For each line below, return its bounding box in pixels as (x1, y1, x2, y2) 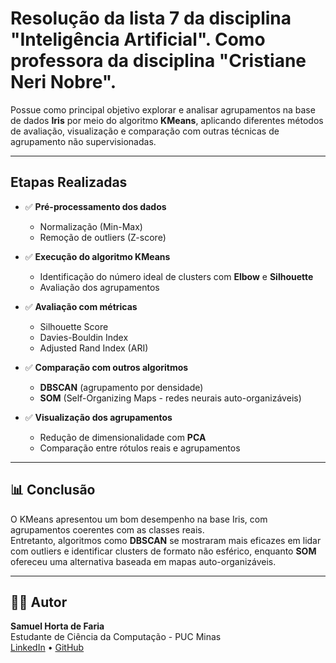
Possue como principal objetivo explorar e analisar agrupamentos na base (10, 103, 316, 116)
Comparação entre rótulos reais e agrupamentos (39, 442, 241, 454)
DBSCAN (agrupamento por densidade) (39, 381, 204, 393)
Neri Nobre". (10, 71, 117, 94)
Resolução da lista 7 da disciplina (10, 7, 292, 30)
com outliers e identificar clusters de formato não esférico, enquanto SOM (10, 545, 317, 557)
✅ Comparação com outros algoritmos (24, 361, 189, 373)
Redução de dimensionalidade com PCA (39, 431, 207, 443)
